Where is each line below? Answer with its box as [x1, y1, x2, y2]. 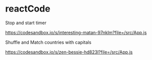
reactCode [5, 3, 50, 15]
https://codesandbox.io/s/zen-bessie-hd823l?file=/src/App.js [5, 49, 133, 55]
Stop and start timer [5, 20, 47, 26]
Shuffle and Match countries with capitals [5, 39, 92, 45]
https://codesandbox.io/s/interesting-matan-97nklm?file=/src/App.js [5, 29, 147, 35]
